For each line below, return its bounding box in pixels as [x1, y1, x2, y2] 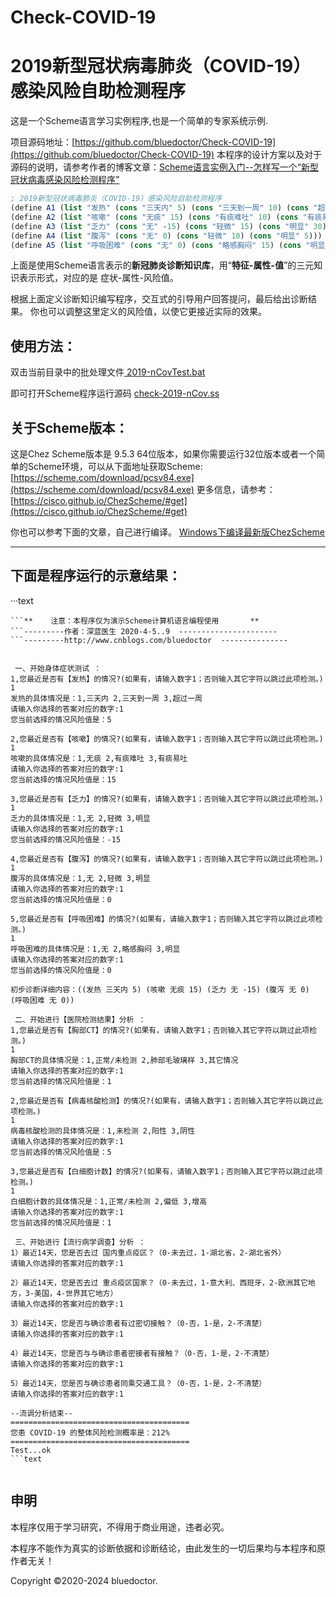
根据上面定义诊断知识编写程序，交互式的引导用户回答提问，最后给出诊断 [10, 293, 308, 305]
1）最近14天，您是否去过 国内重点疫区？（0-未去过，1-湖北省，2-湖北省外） [10, 1247, 287, 1258]
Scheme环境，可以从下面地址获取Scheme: [27, 461, 203, 472]
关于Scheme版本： [10, 419, 129, 436]
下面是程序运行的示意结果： [10, 567, 182, 585]
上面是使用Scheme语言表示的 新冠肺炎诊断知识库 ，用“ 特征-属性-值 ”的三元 [10, 259, 315, 271]
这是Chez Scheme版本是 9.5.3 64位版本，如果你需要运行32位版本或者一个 [10, 448, 317, 460]
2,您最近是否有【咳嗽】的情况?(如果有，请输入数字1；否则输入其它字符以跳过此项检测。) [10, 734, 324, 744]
